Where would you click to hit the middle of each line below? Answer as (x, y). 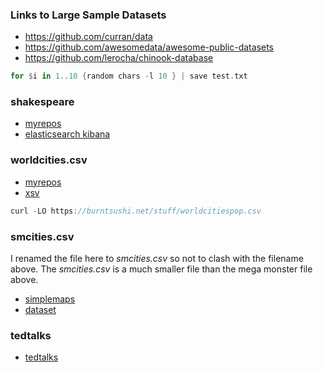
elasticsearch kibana (67, 134)
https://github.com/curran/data (88, 37)
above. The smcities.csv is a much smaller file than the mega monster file (161, 269)
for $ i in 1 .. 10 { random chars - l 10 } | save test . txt (129, 76)
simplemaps (50, 299)
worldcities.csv (49, 160)
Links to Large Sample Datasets (88, 15)
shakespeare (42, 102)
